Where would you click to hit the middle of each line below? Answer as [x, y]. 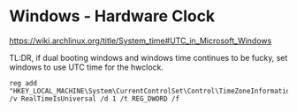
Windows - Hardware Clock [112, 16]
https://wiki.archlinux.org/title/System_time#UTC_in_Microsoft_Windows [141, 41]
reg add [23, 83]
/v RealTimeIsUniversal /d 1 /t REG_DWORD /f [94, 99]
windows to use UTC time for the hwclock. [87, 67]
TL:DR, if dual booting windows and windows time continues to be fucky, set [148, 57]
